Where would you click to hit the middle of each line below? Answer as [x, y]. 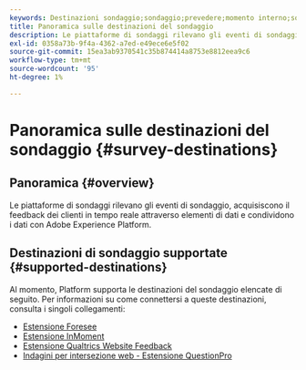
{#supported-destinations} [88, 267]
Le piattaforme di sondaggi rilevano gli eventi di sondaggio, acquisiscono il [149, 205]
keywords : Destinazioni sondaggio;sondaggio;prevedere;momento [132, 18]
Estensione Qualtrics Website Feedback [97, 345]
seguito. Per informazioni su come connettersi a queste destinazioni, [138, 299]
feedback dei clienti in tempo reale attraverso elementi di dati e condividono [152, 214]
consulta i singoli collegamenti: [67, 308]
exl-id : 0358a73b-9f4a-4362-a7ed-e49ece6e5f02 [99, 43]
